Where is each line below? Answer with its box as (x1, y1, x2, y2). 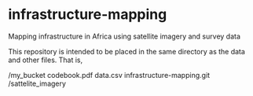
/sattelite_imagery (8, 79, 67, 88)
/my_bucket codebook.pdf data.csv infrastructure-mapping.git (8, 70, 211, 79)
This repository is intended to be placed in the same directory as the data (8, 46, 246, 56)
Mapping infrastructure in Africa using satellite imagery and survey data (8, 31, 241, 41)
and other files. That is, (8, 55, 83, 65)
